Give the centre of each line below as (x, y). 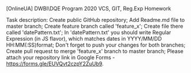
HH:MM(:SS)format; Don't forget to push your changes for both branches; (96, 45)
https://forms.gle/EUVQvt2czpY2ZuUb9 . (55, 64)
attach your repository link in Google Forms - (60, 57)
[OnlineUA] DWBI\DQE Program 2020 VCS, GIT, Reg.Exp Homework (89, 9)
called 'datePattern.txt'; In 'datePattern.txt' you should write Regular (89, 32)
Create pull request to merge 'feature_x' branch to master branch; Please (95, 51)
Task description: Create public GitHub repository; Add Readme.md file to (95, 20)
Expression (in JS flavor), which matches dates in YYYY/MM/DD (84, 39)
